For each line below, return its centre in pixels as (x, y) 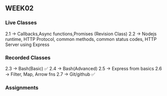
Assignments (22, 87)
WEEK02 (19, 8)
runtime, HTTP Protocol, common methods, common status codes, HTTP (81, 39)
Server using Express (27, 44)
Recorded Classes (28, 58)
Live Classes (21, 23)
